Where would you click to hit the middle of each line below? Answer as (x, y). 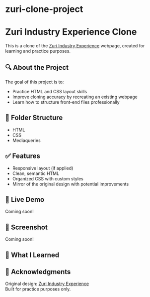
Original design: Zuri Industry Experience (47, 284)
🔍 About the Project (37, 68)
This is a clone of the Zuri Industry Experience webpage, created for (75, 46)
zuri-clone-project (44, 9)
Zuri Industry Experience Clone (71, 32)
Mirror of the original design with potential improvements (71, 184)
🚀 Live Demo (25, 200)
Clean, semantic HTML (36, 173)
